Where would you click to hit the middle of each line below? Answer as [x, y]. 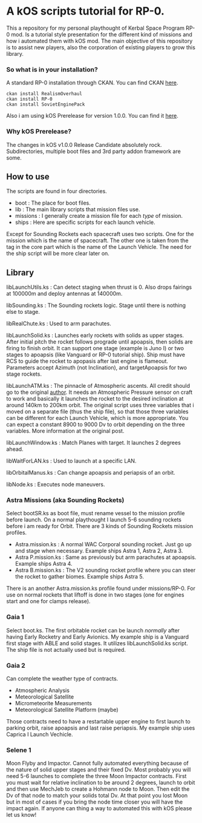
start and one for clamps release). [48, 601]
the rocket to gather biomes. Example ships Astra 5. [79, 577]
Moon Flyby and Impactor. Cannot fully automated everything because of [98, 764]
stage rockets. [24, 374]
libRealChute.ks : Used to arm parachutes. [59, 323]
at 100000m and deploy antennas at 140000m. [64, 294]
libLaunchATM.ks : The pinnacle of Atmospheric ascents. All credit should [98, 386]
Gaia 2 [16, 665]
